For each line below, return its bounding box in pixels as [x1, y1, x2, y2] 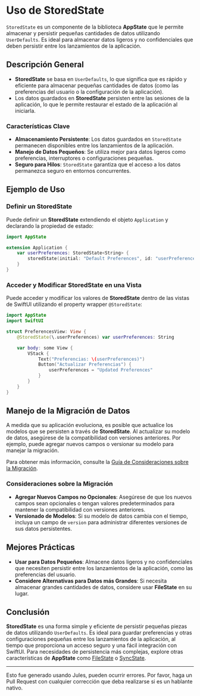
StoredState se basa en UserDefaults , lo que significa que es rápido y [14, 75, 187, 82]
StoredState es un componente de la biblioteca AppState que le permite [6, 23, 184, 30]
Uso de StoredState [6, 4, 105, 17]
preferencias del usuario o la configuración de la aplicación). [14, 88, 164, 95]
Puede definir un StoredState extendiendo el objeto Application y [6, 216, 168, 223]
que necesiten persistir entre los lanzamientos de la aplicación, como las [14, 564, 193, 571]
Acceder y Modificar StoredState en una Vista [6, 281, 142, 289]
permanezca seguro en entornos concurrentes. [14, 168, 131, 175]
